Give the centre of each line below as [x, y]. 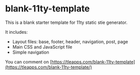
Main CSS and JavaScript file [42, 47]
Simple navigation [31, 52]
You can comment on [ [28, 62]
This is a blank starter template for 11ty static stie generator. [67, 22]
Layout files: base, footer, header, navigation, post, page [70, 41]
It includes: [16, 32]
